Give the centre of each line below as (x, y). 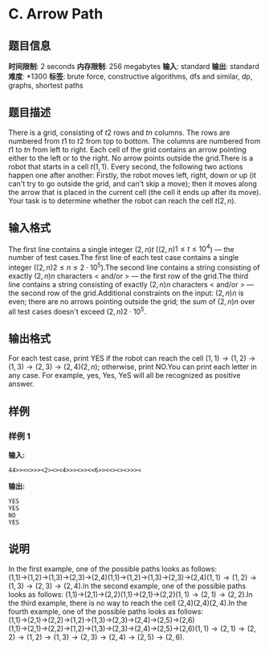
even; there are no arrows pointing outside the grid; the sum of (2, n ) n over (132, 301)
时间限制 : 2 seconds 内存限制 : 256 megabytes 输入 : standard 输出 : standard (134, 66)
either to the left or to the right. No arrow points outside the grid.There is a (131, 158)
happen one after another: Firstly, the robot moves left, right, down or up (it (132, 175)
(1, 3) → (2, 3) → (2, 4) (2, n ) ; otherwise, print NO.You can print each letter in (132, 367)
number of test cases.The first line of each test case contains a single (124, 258)
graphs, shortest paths (46, 85)
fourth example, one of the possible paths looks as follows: (106, 611)
